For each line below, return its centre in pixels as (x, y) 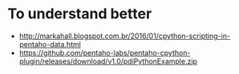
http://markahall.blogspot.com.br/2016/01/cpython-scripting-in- (124, 36)
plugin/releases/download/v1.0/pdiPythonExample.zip (108, 61)
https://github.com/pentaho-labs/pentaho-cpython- (105, 53)
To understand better (80, 14)
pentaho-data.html (50, 44)
